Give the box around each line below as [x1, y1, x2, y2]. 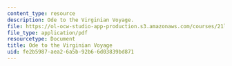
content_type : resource [7, 10, 76, 17]
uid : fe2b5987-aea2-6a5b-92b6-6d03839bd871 [7, 49, 135, 56]
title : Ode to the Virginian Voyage [7, 42, 113, 49]
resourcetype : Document [7, 36, 76, 43]
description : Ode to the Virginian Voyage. [7, 16, 135, 23]
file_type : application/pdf [7, 29, 88, 36]
